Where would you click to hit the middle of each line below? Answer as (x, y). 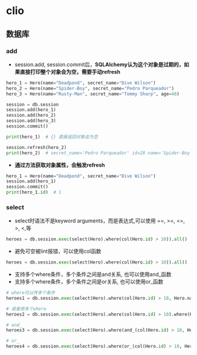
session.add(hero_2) (31, 116)
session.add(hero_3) (31, 121)
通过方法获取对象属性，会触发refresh (60, 165)
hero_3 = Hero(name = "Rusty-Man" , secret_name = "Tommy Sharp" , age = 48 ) (93, 94)
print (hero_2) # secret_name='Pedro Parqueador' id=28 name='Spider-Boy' (99, 153)
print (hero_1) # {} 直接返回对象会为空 (52, 137)
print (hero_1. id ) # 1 (34, 192)
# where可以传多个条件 (31, 293)
